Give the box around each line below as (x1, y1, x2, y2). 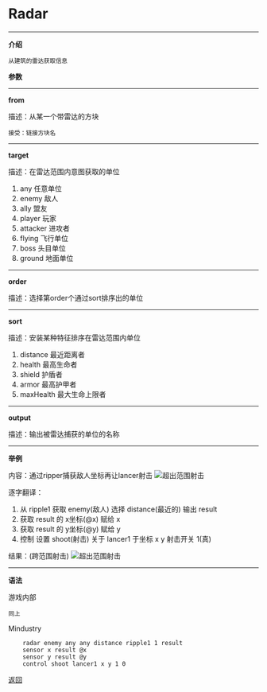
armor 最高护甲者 (19, 379, 77, 389)
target (8, 150, 29, 160)
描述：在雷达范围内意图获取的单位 (8, 166, 120, 176)
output (8, 413, 32, 422)
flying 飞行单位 (19, 233, 69, 243)
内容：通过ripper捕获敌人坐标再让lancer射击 (8, 470, 153, 480)
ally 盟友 (19, 204, 48, 213)
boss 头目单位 (19, 243, 66, 253)
